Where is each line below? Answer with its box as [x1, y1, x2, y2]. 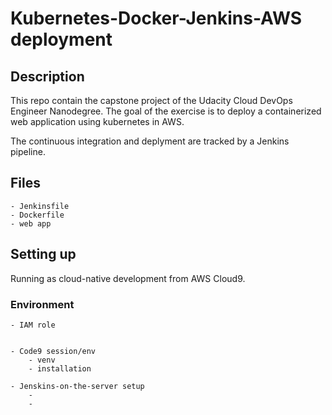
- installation [28, 363, 92, 374]
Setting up [10, 246, 77, 263]
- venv [28, 355, 56, 365]
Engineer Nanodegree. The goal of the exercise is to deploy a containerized [10, 105, 322, 117]
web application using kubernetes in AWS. [10, 116, 185, 127]
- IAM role [10, 320, 56, 330]
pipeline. [10, 146, 46, 157]
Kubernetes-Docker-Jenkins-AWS [10, 7, 303, 30]
